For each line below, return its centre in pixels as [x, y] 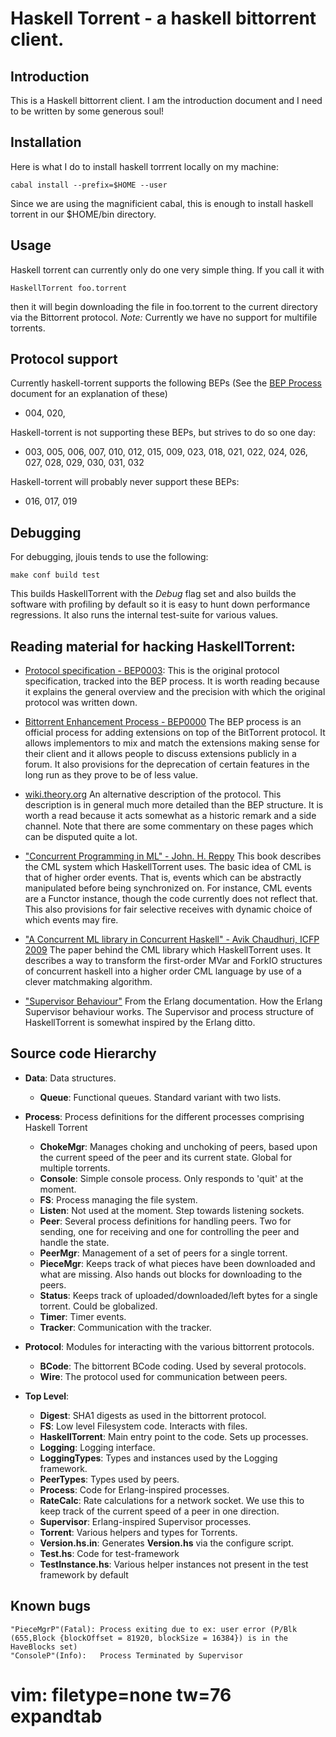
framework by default [84, 1574]
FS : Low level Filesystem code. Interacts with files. [143, 1426]
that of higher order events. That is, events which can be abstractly [163, 878]
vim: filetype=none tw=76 [121, 1694]
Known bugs [51, 1606]
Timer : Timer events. [83, 1316]
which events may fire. [71, 920]
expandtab [56, 1716]
